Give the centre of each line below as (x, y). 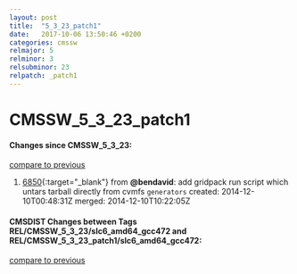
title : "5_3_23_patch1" (55, 26)
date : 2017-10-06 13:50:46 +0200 (75, 34)
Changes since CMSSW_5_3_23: (70, 145)
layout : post (33, 17)
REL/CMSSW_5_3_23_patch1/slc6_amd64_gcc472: (106, 240)
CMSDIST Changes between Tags (73, 221)
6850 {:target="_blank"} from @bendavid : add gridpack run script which (155, 182)
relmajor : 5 (31, 51)
